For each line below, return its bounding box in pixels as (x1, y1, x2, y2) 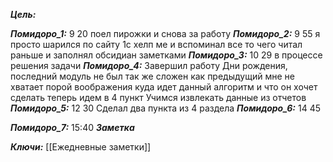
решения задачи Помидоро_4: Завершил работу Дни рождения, (10, 60, 288, 71)
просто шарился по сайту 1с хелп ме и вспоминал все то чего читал (10, 39, 303, 50)
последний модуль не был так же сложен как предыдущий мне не (10, 70, 295, 82)
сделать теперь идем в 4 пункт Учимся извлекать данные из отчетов (10, 92, 307, 103)
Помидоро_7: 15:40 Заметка (10, 122, 135, 133)
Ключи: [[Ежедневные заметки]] (10, 141, 152, 153)
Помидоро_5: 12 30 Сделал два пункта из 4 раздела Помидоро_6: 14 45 (10, 102, 321, 114)
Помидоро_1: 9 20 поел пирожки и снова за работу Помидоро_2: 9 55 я (10, 28, 321, 39)
